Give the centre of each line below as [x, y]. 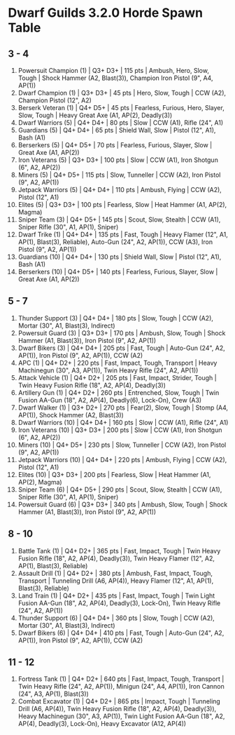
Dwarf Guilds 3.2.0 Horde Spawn [106, 13]
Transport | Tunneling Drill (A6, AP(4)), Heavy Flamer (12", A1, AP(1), [116, 581]
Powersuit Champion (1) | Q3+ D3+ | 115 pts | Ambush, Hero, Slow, [113, 70]
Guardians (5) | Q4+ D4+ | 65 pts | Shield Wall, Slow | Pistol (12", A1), [117, 130]
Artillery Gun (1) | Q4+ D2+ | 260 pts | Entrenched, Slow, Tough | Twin [119, 392]
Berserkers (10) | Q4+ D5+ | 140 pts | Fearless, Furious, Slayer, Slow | [118, 272]
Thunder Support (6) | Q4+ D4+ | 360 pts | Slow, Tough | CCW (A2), [116, 618]
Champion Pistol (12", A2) [55, 100]
